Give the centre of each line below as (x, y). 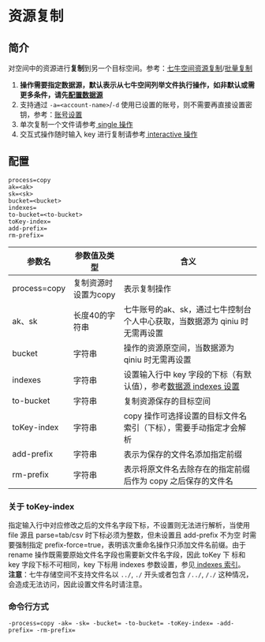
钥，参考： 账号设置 (51, 114)
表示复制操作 (147, 289)
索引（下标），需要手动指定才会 (181, 427)
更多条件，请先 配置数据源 (61, 95)
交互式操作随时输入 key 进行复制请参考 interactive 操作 (108, 134)
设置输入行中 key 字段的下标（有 (184, 374)
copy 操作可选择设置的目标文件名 (185, 416)
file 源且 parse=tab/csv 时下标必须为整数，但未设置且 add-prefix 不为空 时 (129, 535)
